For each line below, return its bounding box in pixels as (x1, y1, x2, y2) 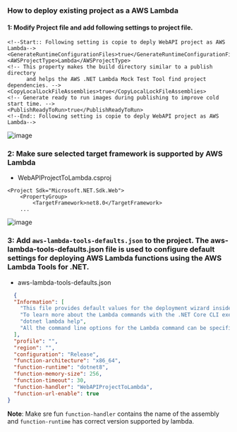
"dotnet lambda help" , (20, 318, 87, 326)
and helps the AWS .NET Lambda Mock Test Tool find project (25, 76, 207, 83)
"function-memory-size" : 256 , (13, 371, 102, 378)
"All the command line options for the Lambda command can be (20, 325, 207, 332)
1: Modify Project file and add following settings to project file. (7, 23, 193, 32)
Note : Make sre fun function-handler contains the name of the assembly (7, 409, 220, 418)
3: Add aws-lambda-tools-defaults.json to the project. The (7, 235, 209, 245)
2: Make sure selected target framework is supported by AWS (7, 149, 224, 159)
